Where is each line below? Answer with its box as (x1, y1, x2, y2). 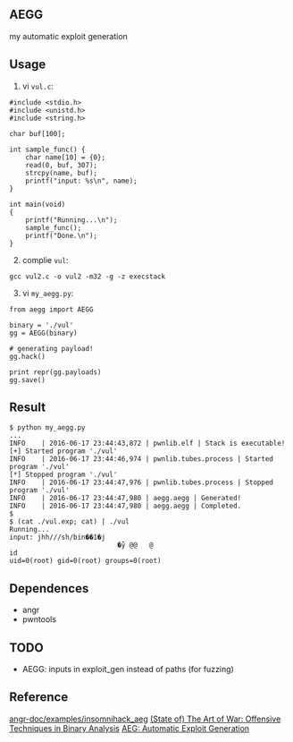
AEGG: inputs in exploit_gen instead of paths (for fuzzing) (21, 664, 234, 675)
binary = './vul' (9, 320, 74, 329)
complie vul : (21, 254, 69, 265)
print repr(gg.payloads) (9, 367, 102, 377)
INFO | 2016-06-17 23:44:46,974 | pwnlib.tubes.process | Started (9, 455, 274, 464)
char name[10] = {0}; (25, 152, 105, 162)
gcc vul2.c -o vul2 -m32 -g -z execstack (9, 272, 166, 281)
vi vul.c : (21, 81, 54, 91)
